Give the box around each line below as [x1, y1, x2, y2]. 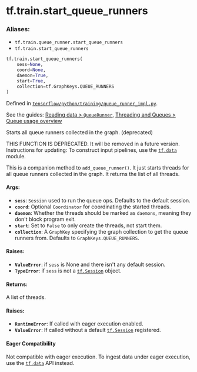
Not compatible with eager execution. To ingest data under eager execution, [6, 353, 191, 360]
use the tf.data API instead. [6, 359, 75, 366]
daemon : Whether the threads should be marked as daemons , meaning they [14, 209, 192, 216]
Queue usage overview [6, 117, 62, 124]
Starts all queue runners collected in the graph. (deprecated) [6, 128, 153, 136]
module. [6, 152, 26, 160]
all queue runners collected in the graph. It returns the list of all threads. [6, 170, 180, 177]
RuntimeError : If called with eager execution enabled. [14, 320, 143, 327]
